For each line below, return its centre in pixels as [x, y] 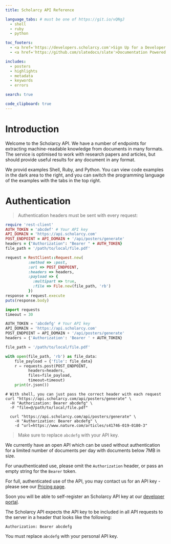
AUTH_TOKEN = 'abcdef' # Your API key [47, 229]
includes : [16, 61]
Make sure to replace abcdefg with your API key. [68, 435]
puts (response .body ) [27, 300]
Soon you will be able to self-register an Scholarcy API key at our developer [85, 496]
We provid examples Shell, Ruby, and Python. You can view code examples [84, 169]
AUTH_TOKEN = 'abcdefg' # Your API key [48, 324]
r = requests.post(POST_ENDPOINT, [51, 366]
